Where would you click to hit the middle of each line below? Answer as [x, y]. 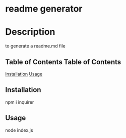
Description [30, 32]
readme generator [44, 9]
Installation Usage [24, 74]
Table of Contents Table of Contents [63, 62]
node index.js [19, 130]
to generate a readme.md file [35, 46]
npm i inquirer [20, 102]
